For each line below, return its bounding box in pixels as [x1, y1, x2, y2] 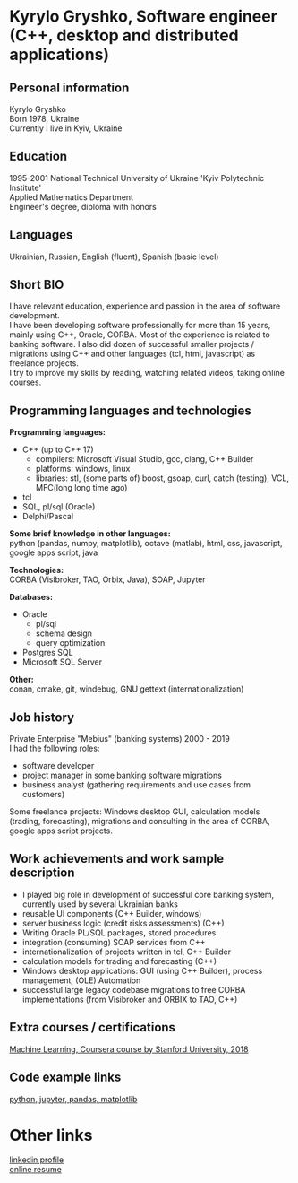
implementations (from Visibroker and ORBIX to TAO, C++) [21, 994, 238, 1005]
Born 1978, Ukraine [9, 114, 80, 124]
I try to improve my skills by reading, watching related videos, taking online [9, 368, 285, 378]
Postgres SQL [21, 648, 73, 658]
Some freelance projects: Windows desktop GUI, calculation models [9, 806, 260, 817]
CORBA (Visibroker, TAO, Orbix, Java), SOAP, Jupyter [9, 574, 206, 585]
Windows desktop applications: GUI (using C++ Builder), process [21, 965, 263, 976]
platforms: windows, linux [35, 464, 131, 474]
